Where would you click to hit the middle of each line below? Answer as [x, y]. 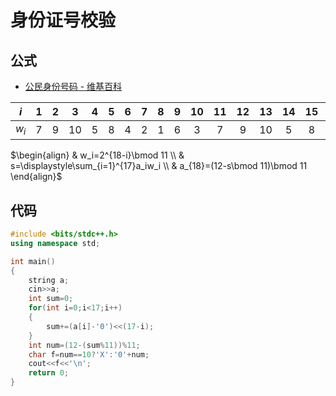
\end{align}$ [36, 177]
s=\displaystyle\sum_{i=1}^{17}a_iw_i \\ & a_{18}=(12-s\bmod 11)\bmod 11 [159, 166]
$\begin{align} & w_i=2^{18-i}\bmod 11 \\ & [97, 155]
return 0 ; [49, 373]
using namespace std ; [55, 243]
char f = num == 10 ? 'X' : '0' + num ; [89, 354]
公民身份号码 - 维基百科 [73, 86]
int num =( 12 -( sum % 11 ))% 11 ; [84, 345]
